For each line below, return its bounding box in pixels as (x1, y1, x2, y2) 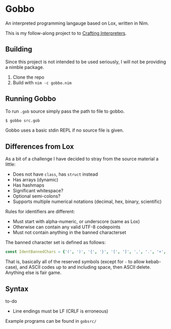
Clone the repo (12, 74, 45, 80)
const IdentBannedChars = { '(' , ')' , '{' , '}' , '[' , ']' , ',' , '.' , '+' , (5, 249, 166, 254)
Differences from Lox (5, 142, 74, 151)
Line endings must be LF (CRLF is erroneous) (12, 308, 109, 314)
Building (5, 45, 32, 54)
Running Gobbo (5, 95, 56, 103)
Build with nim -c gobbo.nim (12, 79, 72, 85)
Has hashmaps (12, 182, 45, 188)
